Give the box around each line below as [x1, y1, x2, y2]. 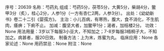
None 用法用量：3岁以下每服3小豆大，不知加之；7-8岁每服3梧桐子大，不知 [5, 29, 157, 34]
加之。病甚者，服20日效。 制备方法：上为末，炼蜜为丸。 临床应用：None [5, 34, 153, 40]
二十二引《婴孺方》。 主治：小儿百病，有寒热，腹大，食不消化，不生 [18, 17, 155, 22]
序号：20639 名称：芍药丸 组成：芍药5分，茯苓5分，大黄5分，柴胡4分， [5, 4, 152, 10]
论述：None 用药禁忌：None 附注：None [9, 41, 92, 46]
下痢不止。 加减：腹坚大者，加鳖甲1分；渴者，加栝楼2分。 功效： [26, 22, 159, 28]
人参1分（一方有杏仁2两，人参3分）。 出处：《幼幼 [51, 10, 150, 16]
